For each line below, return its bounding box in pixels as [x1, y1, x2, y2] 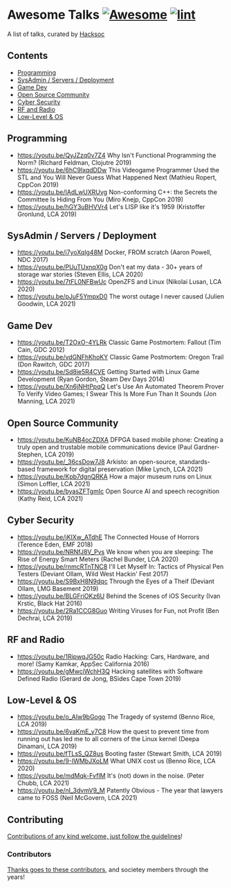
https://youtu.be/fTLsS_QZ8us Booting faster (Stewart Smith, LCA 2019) [17, 749, 223, 758]
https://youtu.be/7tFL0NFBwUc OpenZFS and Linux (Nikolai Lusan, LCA [17, 278, 222, 286]
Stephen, [17, 450, 44, 459]
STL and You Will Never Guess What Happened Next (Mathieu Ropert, [17, 173, 217, 181]
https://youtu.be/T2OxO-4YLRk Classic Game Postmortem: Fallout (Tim [17, 338, 221, 346]
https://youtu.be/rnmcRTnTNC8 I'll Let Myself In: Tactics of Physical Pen [17, 562, 224, 571]
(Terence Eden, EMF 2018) [17, 540, 93, 549]
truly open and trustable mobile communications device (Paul [17, 443, 192, 451]
